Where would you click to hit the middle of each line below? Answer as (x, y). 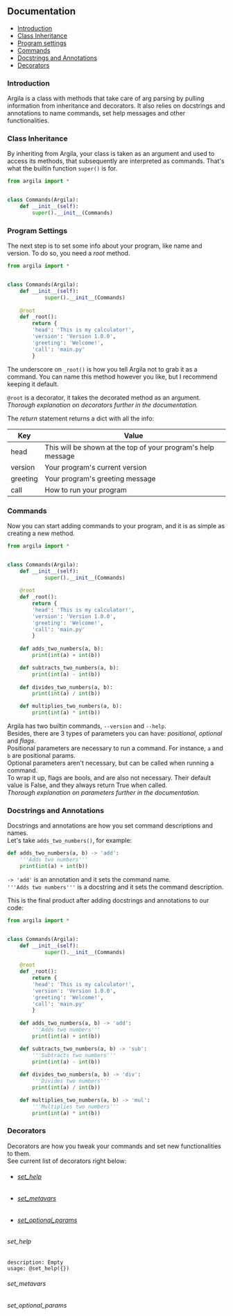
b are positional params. (42, 755)
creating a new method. (41, 533)
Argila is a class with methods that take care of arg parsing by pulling (106, 98)
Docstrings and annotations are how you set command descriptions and (110, 826)
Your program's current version (96, 467)
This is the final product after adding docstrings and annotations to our (108, 900)
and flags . (21, 741)
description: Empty (35, 1262)
